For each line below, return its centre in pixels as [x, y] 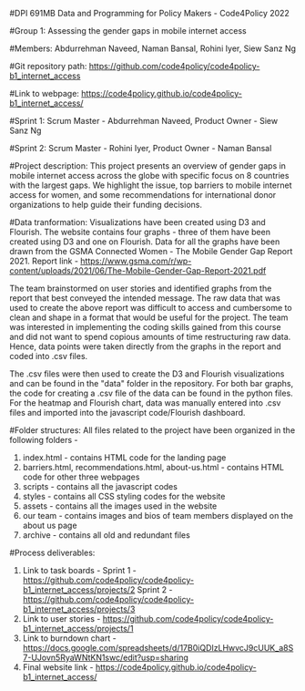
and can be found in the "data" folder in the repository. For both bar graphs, [152, 383]
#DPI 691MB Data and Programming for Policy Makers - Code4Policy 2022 [149, 13]
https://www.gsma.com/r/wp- [136, 261]
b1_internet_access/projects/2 [79, 590]
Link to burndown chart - [69, 638]
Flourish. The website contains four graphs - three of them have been [140, 232]
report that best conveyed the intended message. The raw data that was [145, 298]
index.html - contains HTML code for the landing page [124, 458]
